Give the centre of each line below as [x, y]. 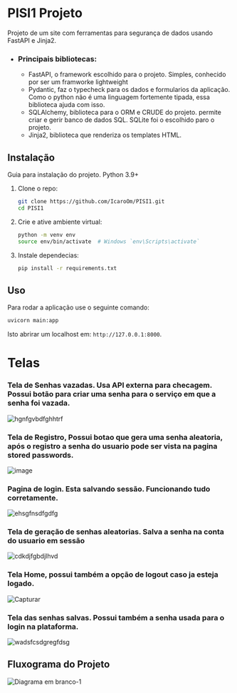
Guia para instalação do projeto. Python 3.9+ [73, 175]
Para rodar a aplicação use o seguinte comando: [78, 307]
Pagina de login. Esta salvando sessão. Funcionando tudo [109, 488]
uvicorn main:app [33, 321]
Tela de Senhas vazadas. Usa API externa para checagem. [110, 385]
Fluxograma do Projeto [59, 664]
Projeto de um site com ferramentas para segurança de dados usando [110, 33]
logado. [21, 584]
